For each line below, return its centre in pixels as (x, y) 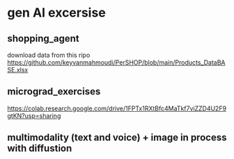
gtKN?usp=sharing (34, 115)
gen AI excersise (56, 13)
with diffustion (40, 148)
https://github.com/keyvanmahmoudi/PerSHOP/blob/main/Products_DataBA (116, 62)
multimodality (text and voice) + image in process (117, 138)
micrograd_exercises (54, 92)
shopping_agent (43, 39)
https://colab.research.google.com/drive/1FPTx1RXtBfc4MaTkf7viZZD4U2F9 (117, 108)
